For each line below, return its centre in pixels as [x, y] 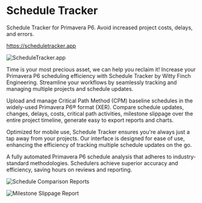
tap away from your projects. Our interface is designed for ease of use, [96, 138]
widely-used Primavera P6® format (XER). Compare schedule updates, [95, 107]
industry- [185, 157]
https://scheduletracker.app [41, 46]
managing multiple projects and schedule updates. [70, 88]
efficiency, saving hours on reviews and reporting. [69, 169]
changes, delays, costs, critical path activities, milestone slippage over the [100, 113]
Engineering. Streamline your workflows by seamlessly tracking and [92, 82]
